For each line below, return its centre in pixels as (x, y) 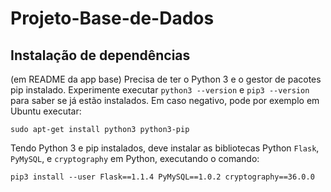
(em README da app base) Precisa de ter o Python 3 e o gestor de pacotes (166, 79)
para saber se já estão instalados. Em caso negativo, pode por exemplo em (165, 100)
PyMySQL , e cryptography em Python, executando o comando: (135, 158)
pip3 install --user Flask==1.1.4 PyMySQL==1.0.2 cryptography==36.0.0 (162, 177)
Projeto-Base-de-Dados (112, 18)
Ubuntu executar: (46, 111)
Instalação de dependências (100, 55)
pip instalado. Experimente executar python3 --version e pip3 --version (160, 90)
